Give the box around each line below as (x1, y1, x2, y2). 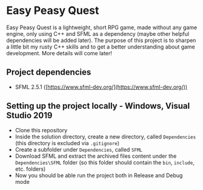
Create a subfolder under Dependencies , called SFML (15, 146, 142, 153)
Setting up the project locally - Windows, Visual (6, 101, 190, 111)
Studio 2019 (6, 110, 53, 121)
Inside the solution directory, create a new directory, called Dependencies (15, 133, 196, 140)
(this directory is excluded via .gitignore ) (15, 139, 120, 146)
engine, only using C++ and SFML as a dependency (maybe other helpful (6, 30, 190, 37)
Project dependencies (6, 67, 92, 78)
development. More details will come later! (6, 49, 112, 56)
